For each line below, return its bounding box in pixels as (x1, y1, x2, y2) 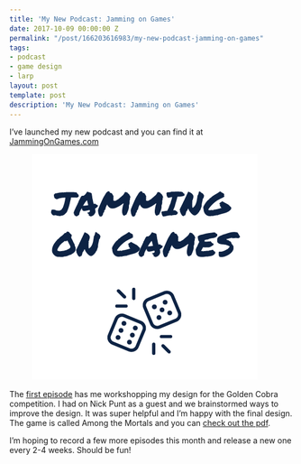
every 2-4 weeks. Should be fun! (9, 444, 132, 455)
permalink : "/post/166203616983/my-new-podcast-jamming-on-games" (9, 33, 264, 42)
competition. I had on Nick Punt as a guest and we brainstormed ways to (9, 398, 279, 409)
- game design (9, 62, 63, 71)
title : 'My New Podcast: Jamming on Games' (9, 14, 176, 23)
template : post (9, 90, 67, 99)
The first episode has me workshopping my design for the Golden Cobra (9, 388, 278, 399)
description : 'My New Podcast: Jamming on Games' (9, 100, 200, 109)
